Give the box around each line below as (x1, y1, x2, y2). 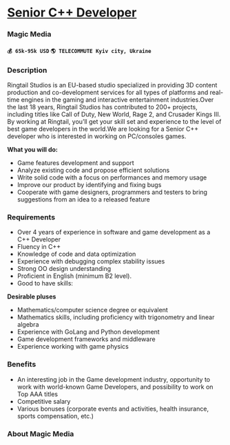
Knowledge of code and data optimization (17, 250, 136, 259)
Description (7, 65, 48, 75)
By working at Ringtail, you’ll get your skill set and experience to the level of (7, 118, 222, 125)
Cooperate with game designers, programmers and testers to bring (17, 188, 208, 196)
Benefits (7, 360, 36, 369)
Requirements (7, 212, 56, 221)
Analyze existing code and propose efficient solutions (17, 166, 170, 174)
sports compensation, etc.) (17, 411, 94, 420)
